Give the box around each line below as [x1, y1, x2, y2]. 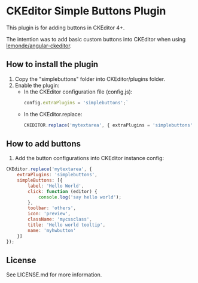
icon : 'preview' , [28, 211, 71, 217]
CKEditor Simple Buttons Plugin [6, 4, 166, 18]
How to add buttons [6, 139, 81, 149]
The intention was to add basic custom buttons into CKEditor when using [6, 35, 186, 43]
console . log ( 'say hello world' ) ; [38, 194, 121, 200]
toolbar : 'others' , [28, 205, 77, 211]
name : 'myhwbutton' [28, 227, 77, 233]
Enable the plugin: [14, 82, 60, 89]
